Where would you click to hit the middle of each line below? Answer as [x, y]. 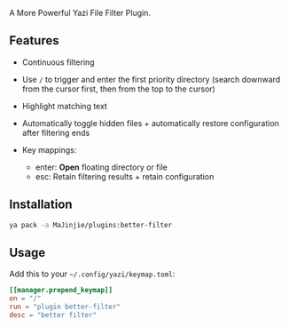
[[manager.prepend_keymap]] [61, 291]
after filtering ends [56, 132]
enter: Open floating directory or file [102, 167]
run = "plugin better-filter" [65, 307]
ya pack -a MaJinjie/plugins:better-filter [91, 225]
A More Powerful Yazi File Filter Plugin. [80, 13]
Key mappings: [49, 149]
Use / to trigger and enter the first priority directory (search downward [151, 79]
